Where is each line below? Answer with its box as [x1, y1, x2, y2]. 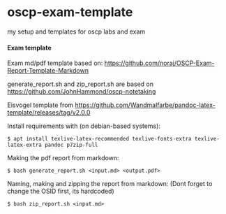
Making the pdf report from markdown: [7, 154, 120, 162]
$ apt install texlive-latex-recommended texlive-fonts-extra [7, 136, 192, 143]
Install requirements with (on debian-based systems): [7, 122, 160, 130]
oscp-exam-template [7, 4, 133, 20]
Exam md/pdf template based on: [7, 59, 103, 67]
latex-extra [7, 141, 42, 149]
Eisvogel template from [7, 101, 74, 109]
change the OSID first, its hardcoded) [7, 187, 115, 196]
